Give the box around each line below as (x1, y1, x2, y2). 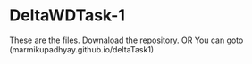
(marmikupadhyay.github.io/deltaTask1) (9, 44, 155, 54)
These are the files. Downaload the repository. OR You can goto (9, 35, 244, 45)
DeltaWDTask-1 (9, 5, 125, 26)
